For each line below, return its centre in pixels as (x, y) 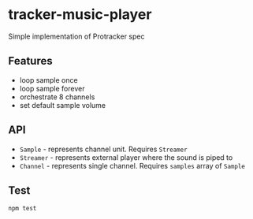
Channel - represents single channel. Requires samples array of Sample (132, 165)
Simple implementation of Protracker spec (76, 36)
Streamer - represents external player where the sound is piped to (126, 157)
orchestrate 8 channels (57, 97)
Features (30, 61)
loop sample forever (52, 88)
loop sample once (48, 80)
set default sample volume (63, 105)
